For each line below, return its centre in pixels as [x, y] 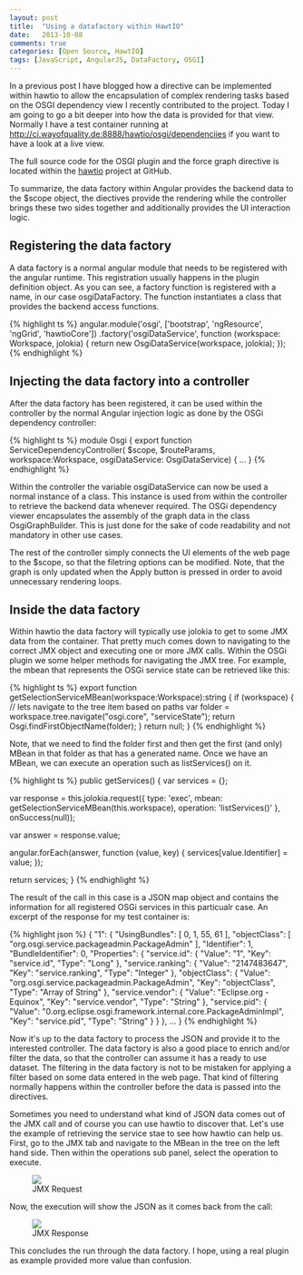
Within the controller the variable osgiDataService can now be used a [139, 486]
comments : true [38, 43]
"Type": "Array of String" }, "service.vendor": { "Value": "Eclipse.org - [139, 992]
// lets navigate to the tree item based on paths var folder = [119, 707]
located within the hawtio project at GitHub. [91, 171]
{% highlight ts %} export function [73, 688]
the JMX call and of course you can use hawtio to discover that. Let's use [147, 1124]
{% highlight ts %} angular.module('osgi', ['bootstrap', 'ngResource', [137, 324]
